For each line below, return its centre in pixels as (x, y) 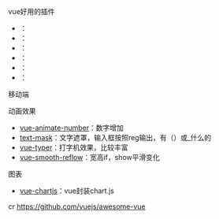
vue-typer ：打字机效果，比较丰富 (74, 147)
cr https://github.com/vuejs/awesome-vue (77, 206)
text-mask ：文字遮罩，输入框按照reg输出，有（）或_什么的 (115, 137)
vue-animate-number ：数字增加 (72, 128)
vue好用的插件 (32, 11)
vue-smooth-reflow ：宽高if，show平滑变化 (89, 157)
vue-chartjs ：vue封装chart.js (67, 191)
